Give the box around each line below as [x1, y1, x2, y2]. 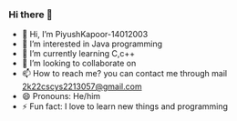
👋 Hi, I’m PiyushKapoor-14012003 [21, 29, 149, 40]
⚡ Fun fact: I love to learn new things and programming [21, 101, 229, 112]
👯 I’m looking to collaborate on [21, 58, 137, 69]
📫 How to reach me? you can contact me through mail [21, 68, 228, 79]
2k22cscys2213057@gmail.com [21, 81, 142, 92]
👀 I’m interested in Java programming [21, 38, 163, 49]
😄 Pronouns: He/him [21, 91, 101, 102]
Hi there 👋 [8, 8, 54, 21]
